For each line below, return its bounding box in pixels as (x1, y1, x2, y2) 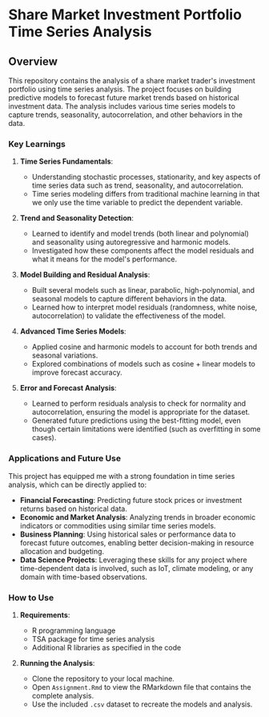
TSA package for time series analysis (31, 634, 155, 643)
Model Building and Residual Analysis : (19, 270, 151, 280)
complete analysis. (31, 691, 94, 700)
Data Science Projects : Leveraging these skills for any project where (19, 555, 247, 565)
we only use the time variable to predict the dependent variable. (31, 198, 243, 208)
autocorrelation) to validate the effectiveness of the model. (31, 311, 226, 321)
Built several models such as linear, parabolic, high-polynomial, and (31, 286, 255, 295)
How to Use (8, 592, 54, 603)
